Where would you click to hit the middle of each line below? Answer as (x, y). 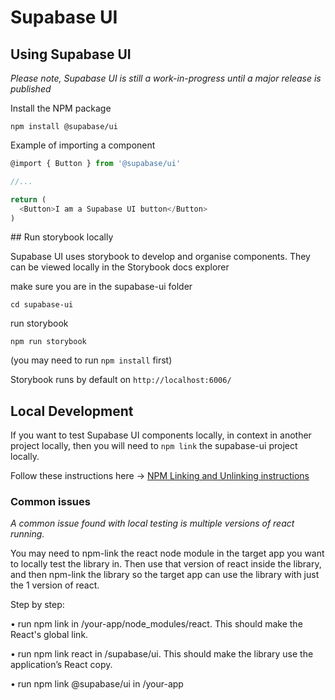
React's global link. (49, 635)
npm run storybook (48, 342)
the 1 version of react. (55, 585)
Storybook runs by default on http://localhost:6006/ (121, 380)
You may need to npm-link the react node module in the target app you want (167, 553)
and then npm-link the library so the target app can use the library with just (165, 575)
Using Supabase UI (71, 54)
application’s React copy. (61, 665)
